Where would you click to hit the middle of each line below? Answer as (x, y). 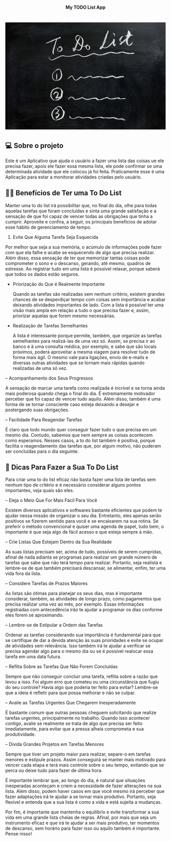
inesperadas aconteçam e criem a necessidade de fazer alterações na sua (83, 786)
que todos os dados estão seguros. (42, 274)
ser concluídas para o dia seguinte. (42, 451)
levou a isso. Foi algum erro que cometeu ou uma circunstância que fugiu (82, 682)
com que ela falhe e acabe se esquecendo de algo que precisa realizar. (80, 252)
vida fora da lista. (23, 573)
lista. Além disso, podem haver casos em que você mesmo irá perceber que (85, 791)
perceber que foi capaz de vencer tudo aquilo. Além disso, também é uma (83, 399)
